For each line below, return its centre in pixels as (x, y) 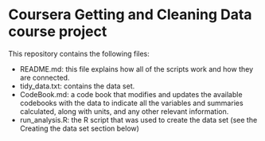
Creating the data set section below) (79, 128)
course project (58, 31)
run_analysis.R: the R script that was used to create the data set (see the (138, 119)
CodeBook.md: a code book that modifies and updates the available (131, 94)
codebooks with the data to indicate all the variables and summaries (132, 103)
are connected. (45, 77)
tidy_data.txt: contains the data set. (77, 86)
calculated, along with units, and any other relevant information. (124, 111)
